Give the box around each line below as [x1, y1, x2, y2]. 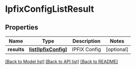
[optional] [105, 46, 129, 53]
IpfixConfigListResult [5, 3, 95, 15]
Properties [5, 23, 38, 32]
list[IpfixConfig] [29, 46, 68, 53]
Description [72, 38, 101, 44]
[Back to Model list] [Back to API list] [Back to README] [5, 59, 118, 65]
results [7, 46, 25, 53]
